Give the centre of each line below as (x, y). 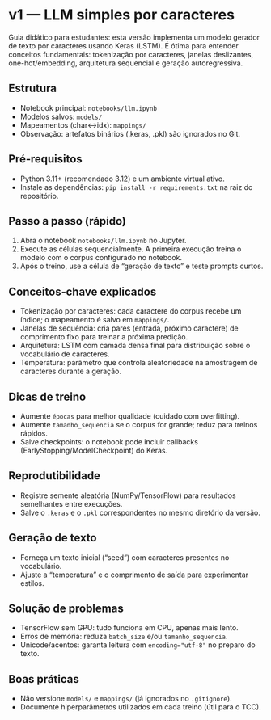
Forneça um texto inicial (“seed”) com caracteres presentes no (125, 557)
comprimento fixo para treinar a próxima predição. (104, 337)
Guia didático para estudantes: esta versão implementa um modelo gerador (134, 37)
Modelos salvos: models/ (61, 116)
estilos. (32, 583)
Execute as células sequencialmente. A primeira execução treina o (131, 249)
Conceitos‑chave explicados (83, 291)
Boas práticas (44, 679)
